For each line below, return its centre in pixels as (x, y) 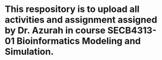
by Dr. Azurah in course (55, 30)
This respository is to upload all (72, 9)
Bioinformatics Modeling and (79, 41)
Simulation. (29, 52)
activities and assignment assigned (81, 20)
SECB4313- (132, 30)
